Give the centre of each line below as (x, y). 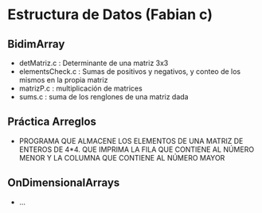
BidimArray (36, 44)
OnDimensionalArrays (64, 183)
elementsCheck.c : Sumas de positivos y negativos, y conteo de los (130, 72)
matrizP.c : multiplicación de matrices (80, 88)
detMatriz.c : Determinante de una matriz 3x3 (94, 63)
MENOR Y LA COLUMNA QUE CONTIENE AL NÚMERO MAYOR (122, 157)
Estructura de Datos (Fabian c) (110, 15)
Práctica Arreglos (52, 122)
